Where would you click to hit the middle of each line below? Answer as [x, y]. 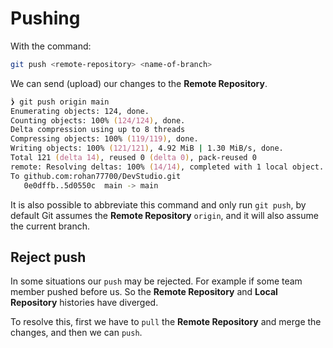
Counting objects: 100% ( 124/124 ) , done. [98, 120]
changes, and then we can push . [76, 333]
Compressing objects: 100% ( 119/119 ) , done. [104, 139]
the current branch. [50, 226]
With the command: [51, 46]
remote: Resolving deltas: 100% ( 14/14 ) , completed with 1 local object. [167, 167]
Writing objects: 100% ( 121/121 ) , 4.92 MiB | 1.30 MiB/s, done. [147, 148]
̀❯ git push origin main [60, 102]
